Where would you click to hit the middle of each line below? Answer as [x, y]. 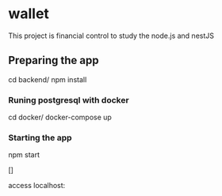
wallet [29, 14]
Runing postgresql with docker [69, 100]
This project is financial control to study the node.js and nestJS [111, 36]
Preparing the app [54, 60]
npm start [24, 155]
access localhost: [37, 186]
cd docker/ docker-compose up [60, 117]
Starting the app [40, 138]
